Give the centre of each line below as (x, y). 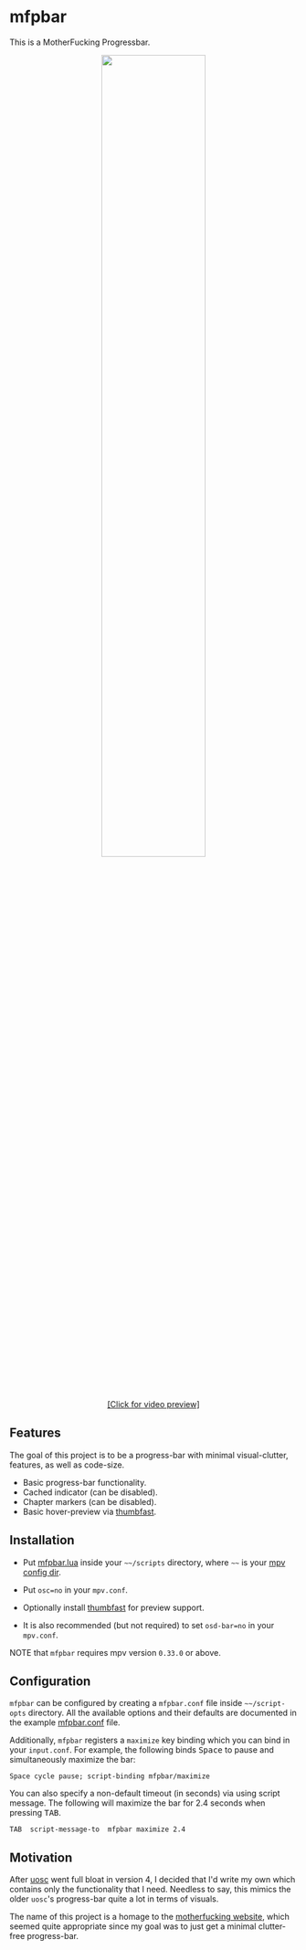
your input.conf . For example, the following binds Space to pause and (142, 1750)
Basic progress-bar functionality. (84, 1482)
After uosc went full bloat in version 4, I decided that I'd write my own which (153, 1880)
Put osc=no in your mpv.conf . (75, 1590)
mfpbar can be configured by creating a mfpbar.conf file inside (126, 1703)
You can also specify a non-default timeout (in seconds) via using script (145, 1794)
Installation (42, 1540)
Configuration (50, 1681)
